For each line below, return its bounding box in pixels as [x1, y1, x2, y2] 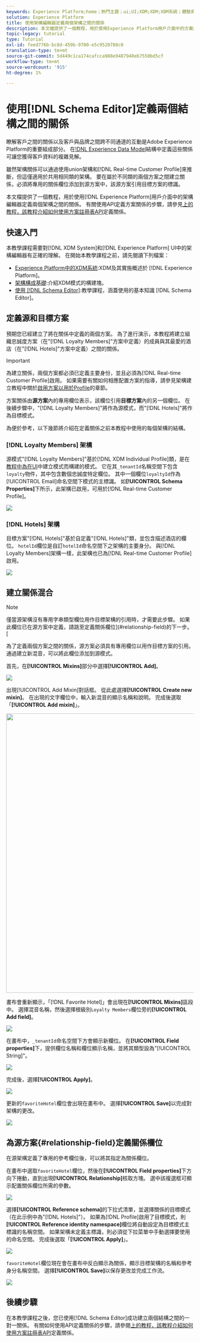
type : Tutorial [6, 36, 44, 42]
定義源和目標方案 [6, 313, 69, 324]
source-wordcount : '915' [6, 64, 68, 70]
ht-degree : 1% [6, 70, 42, 76]
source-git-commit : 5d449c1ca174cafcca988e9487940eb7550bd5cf [6, 53, 164, 59]
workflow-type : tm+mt [6, 58, 60, 64]
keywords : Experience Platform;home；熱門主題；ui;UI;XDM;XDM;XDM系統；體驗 [6, 8, 191, 15]
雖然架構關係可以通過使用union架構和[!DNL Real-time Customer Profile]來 [6, 166, 187, 173]
